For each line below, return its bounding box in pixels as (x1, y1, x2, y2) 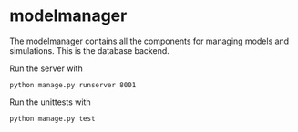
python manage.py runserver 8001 (9, 80, 137, 89)
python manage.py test (9, 114, 96, 123)
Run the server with (9, 63, 84, 74)
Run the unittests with (9, 96, 91, 107)
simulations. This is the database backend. (9, 45, 170, 56)
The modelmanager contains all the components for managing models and (9, 36, 290, 46)
